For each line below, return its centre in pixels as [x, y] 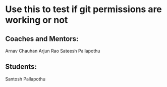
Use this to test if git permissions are [84, 9]
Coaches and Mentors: [42, 39]
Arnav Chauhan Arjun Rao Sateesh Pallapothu [53, 51]
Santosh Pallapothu [25, 79]
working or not [37, 20]
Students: [21, 67]
